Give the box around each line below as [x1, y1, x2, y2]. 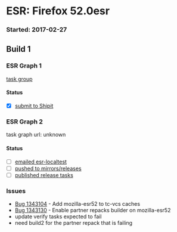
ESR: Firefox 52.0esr [6, 4, 110, 18]
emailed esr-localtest [14, 158, 67, 165]
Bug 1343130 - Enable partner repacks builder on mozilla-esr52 [14, 207, 171, 214]
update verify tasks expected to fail [14, 213, 102, 220]
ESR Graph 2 [6, 117, 44, 126]
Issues [6, 187, 26, 195]
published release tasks [14, 171, 73, 178]
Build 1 [6, 44, 31, 54]
